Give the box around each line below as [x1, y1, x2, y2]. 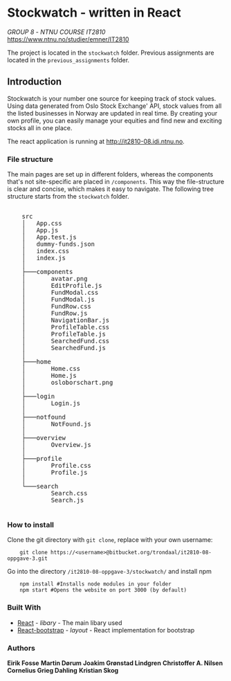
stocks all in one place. [7, 123, 73, 132]
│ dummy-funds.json [21, 240, 95, 248]
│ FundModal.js [21, 296, 95, 304]
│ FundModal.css [21, 289, 99, 297]
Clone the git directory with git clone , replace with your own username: [7, 536, 213, 544]
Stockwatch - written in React [7, 5, 181, 21]
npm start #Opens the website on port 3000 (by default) [19, 587, 187, 594]
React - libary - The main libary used [17, 618, 122, 627]
